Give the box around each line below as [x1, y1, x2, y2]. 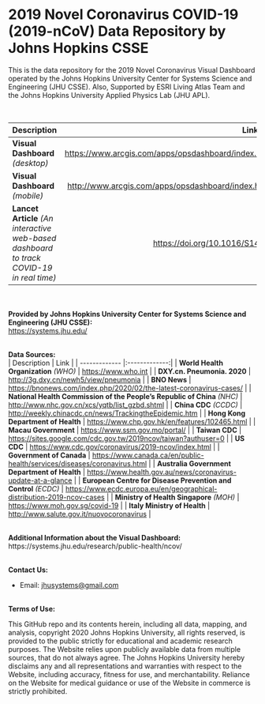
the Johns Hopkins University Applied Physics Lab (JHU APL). [8, 90, 211, 100]
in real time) [12, 272, 57, 283]
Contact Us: [8, 565, 49, 574]
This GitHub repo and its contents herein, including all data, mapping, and [8, 619, 247, 629]
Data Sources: [8, 349, 56, 359]
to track [12, 252, 41, 263]
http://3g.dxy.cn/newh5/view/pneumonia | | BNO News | [8, 375, 192, 384]
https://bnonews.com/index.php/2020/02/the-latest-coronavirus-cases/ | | [8, 383, 252, 393]
